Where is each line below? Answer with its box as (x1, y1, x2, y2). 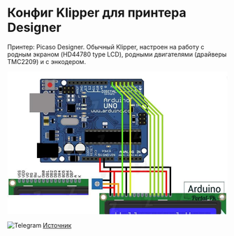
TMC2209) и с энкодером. (7, 57, 86, 65)
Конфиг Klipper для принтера (7, 5, 187, 21)
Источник (43, 221, 72, 229)
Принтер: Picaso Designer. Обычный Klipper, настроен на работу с (7, 42, 205, 51)
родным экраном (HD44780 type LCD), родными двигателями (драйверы (7, 50, 227, 58)
